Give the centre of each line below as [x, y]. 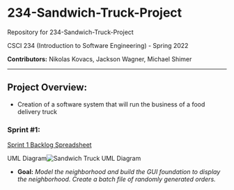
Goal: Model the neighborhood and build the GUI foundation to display [119, 172]
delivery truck [37, 111]
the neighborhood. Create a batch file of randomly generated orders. [116, 180]
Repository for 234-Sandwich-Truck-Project [70, 32]
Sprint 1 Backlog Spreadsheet [49, 145]
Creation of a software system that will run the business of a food [111, 104]
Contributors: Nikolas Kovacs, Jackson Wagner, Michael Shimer [100, 59]
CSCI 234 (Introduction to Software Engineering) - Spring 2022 [98, 45]
